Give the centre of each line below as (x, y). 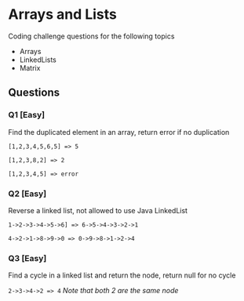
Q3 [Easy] (27, 258)
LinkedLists (38, 60)
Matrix (30, 67)
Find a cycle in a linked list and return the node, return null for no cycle (122, 275)
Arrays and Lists (63, 15)
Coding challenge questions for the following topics (91, 36)
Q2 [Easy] (27, 194)
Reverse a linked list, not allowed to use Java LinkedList (98, 210)
